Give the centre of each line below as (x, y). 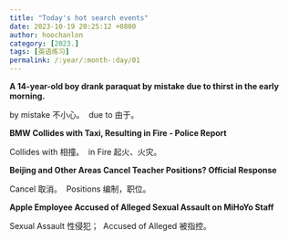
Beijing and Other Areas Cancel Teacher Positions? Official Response (143, 170)
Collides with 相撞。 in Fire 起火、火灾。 (86, 152)
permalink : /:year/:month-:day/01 (75, 60)
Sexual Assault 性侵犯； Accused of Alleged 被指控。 (110, 226)
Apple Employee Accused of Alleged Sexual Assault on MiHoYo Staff (142, 207)
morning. (27, 96)
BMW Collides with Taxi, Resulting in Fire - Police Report (118, 133)
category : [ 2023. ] (44, 43)
